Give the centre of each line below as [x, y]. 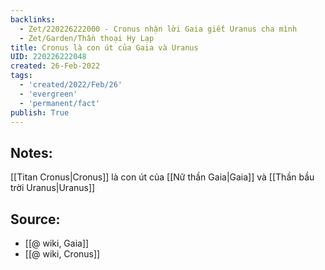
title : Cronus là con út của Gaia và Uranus [104, 47]
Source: [35, 219]
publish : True [40, 112]
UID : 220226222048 [48, 57]
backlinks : [33, 19]
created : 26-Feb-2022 [55, 66]
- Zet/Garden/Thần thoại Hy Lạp [87, 38]
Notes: [31, 152]
